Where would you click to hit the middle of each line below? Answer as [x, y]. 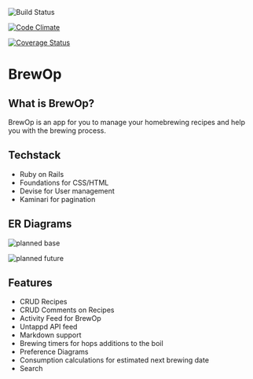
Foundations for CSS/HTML [64, 182]
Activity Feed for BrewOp [60, 318]
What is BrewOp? [51, 103]
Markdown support [50, 335]
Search [31, 369]
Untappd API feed [48, 327]
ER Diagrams [40, 224]
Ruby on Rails [42, 174]
